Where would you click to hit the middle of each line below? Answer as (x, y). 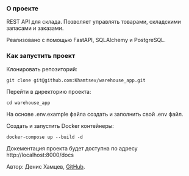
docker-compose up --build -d (45, 137)
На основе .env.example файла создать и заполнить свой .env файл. (95, 114)
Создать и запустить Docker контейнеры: (60, 125)
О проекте (22, 9)
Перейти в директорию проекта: (49, 91)
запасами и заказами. (35, 28)
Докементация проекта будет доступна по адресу (72, 148)
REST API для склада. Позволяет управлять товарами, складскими (94, 22)
